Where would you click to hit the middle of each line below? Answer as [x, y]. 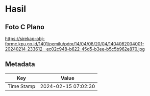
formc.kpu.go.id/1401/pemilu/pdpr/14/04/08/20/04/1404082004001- [75, 44]
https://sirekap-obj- [25, 38]
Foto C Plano [25, 27]
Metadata [20, 64]
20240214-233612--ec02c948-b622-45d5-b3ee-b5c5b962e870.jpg [75, 49]
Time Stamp [22, 86]
